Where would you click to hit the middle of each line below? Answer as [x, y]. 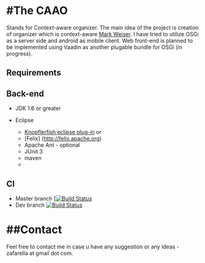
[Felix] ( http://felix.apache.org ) [63, 139]
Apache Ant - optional [52, 145]
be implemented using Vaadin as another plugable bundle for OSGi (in [94, 47]
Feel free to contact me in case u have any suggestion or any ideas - [93, 246]
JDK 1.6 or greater [38, 108]
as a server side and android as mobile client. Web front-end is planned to [100, 40]
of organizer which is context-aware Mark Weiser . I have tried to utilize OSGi [102, 34]
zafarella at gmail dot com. [40, 253]
